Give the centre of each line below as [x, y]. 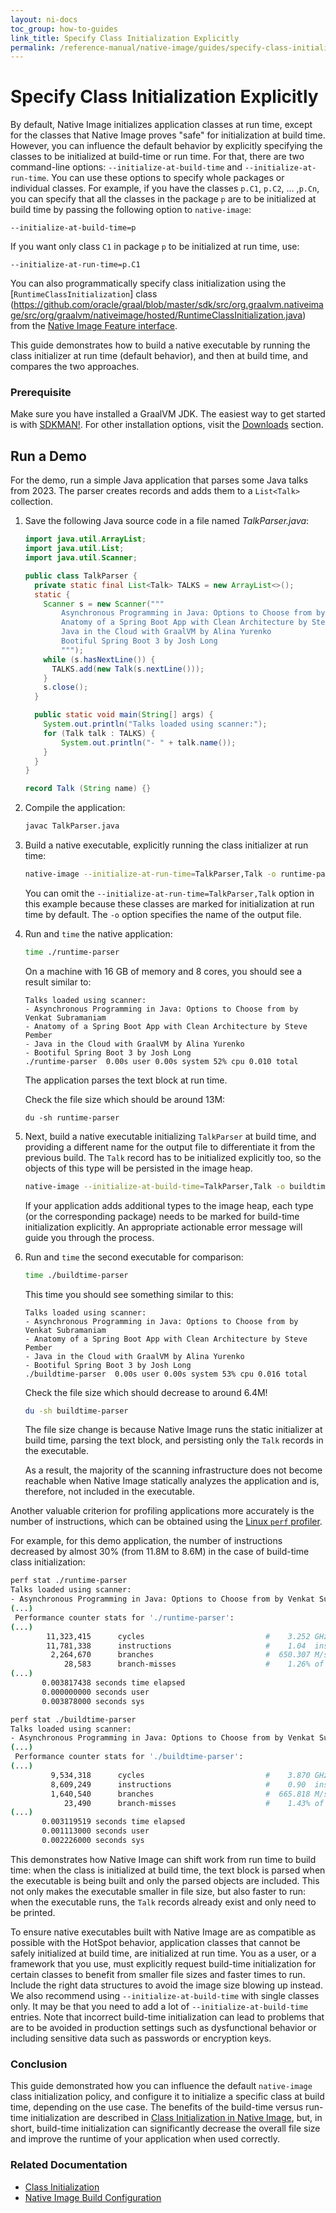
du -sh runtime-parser [72, 1117]
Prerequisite [41, 393]
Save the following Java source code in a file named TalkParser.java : [167, 521]
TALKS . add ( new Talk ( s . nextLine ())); [128, 669]
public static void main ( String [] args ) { [124, 715]
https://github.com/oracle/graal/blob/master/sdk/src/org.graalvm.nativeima [168, 305]
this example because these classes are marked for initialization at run [169, 903]
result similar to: [58, 982]
